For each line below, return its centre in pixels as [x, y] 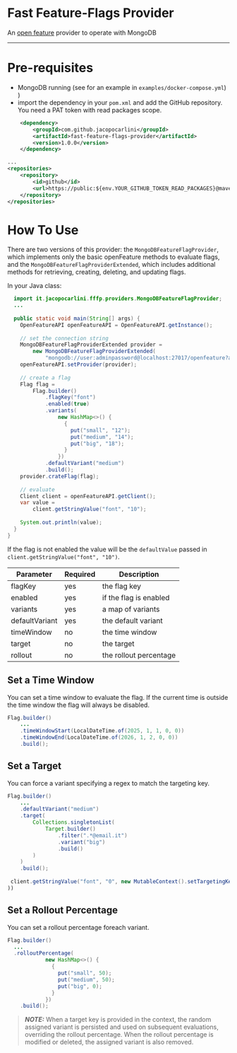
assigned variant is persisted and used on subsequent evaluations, [121, 1027]
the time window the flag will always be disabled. [79, 705]
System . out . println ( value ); [61, 523]
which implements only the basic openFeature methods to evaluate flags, [114, 257]
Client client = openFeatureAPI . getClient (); [88, 496]
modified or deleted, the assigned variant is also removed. [109, 1042]
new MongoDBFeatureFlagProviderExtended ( [95, 352]
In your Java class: [35, 286]
